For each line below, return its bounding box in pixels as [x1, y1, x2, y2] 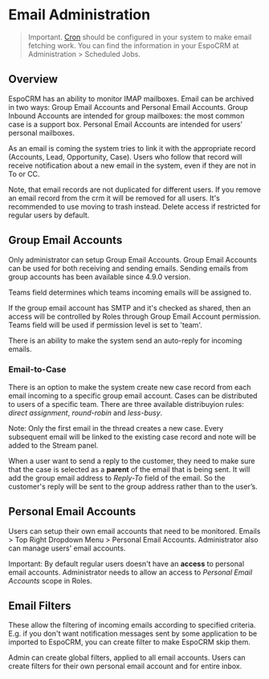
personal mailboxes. [8, 128, 75, 137]
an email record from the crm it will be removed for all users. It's [8, 193, 221, 202]
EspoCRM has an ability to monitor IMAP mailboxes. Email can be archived [8, 94, 255, 104]
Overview [8, 72, 59, 86]
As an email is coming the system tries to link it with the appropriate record [8, 143, 256, 153]
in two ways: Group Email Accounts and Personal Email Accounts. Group [8, 102, 249, 112]
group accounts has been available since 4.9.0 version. [8, 271, 191, 282]
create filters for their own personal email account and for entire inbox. [8, 661, 243, 671]
